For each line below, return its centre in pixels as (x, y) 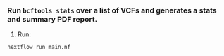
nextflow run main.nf (39, 48)
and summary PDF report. (52, 19)
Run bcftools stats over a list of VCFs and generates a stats (112, 10)
